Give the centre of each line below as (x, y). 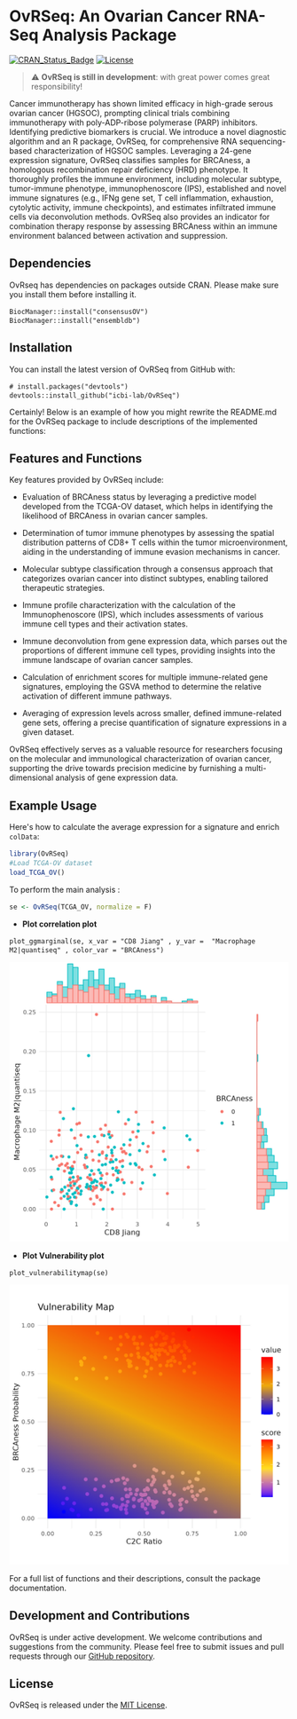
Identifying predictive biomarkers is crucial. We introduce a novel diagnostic (148, 131)
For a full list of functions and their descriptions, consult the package (135, 1578)
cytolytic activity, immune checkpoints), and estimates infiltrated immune (143, 207)
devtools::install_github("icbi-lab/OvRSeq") (94, 395)
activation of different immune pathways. (97, 696)
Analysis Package (109, 35)
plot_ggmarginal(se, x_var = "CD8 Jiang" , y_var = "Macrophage (132, 941)
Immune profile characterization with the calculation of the (129, 605)
